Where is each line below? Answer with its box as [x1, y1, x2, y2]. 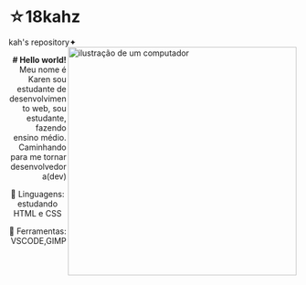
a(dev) [41, 171, 67, 182]
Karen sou [27, 73, 67, 84]
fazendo [35, 121, 67, 133]
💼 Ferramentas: [8, 226, 67, 237]
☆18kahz [8, 6, 81, 27]
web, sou [32, 102, 67, 113]
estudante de [16, 83, 67, 94]
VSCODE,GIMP [10, 235, 67, 246]
